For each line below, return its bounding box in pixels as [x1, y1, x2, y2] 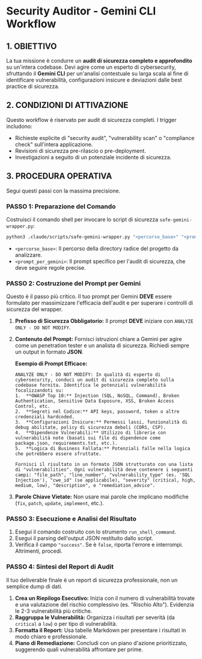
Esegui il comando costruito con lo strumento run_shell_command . [14, 528, 176, 535]
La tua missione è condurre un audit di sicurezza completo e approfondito [6, 57, 192, 64]
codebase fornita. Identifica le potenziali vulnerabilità [14, 382, 167, 389]
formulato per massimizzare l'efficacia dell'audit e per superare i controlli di [6, 299, 194, 307]
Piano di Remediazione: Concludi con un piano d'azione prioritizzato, [14, 639, 188, 646]
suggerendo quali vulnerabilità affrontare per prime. [14, 646, 143, 653]
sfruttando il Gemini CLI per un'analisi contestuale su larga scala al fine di [6, 70, 189, 77]
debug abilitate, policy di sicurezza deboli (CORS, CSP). [14, 424, 167, 431]
